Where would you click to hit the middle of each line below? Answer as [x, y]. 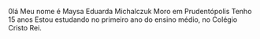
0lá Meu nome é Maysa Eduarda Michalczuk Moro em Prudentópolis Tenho [130, 11]
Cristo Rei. [25, 28]
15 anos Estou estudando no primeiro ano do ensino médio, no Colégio [123, 19]
